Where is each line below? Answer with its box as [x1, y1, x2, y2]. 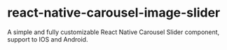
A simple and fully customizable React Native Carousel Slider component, [7, 28, 220, 36]
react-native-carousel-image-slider [7, 5, 221, 21]
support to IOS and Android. [7, 35, 88, 43]
